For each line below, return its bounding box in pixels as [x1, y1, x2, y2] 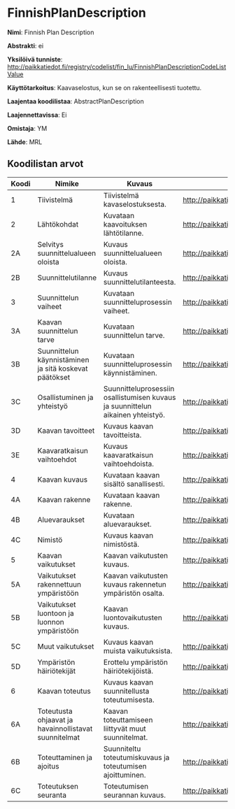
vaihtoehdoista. [104, 459, 155, 468]
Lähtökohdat [37, 219, 79, 229]
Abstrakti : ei [7, 41, 44, 50]
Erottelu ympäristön [104, 657, 168, 667]
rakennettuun [37, 579, 82, 589]
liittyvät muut [104, 724, 147, 733]
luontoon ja [37, 608, 75, 618]
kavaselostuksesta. [104, 199, 166, 209]
